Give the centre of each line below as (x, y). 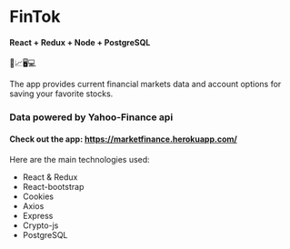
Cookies (38, 196)
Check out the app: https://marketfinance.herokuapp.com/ (124, 139)
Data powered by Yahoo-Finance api (91, 117)
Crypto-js (40, 225)
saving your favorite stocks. (61, 94)
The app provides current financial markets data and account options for (145, 85)
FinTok (35, 17)
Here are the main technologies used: (80, 159)
